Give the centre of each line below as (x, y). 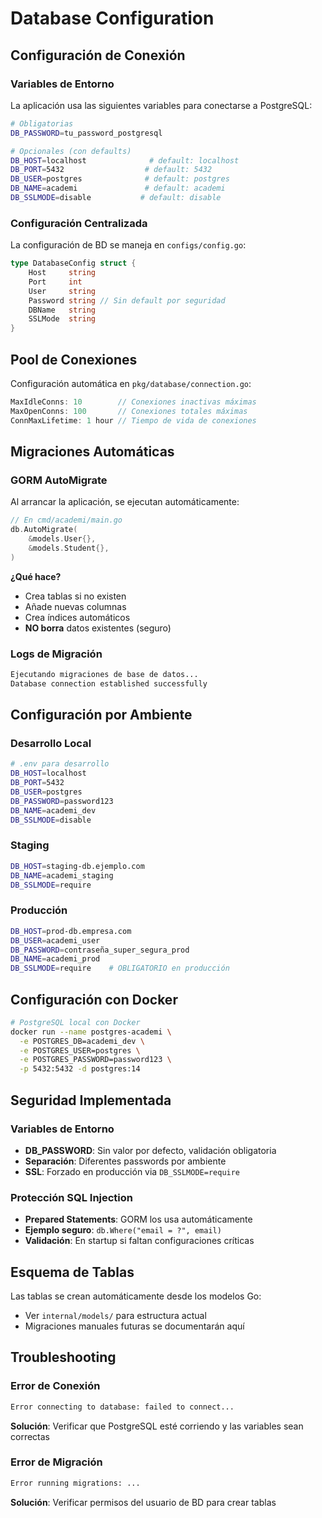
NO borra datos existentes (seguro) (98, 628)
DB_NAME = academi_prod (55, 959)
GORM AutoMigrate (59, 480)
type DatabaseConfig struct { (73, 263)
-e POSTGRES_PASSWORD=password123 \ (95, 1060)
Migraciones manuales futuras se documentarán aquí (134, 1326)
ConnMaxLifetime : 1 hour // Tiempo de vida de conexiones (133, 420)
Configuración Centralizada (79, 223)
